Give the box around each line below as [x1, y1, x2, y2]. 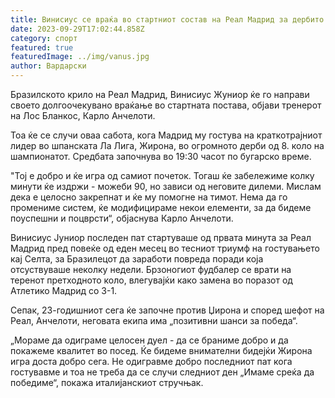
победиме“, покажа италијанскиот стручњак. [10, 377, 204, 388]
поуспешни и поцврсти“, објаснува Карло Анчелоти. [10, 212, 234, 224]
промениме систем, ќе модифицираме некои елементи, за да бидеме [10, 202, 312, 213]
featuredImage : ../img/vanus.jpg [10, 52, 150, 62]
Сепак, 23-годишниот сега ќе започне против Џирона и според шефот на [10, 304, 325, 316]
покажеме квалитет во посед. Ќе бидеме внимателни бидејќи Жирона [10, 345, 313, 356]
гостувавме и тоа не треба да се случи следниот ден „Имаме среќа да [10, 366, 315, 378]
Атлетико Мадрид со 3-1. [10, 285, 118, 296]
